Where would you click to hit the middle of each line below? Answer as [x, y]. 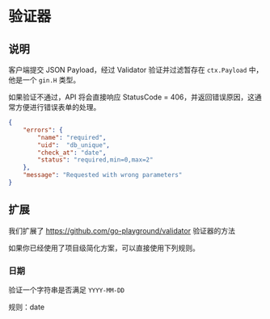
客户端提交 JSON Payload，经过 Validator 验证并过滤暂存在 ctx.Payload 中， [136, 70]
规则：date [27, 307]
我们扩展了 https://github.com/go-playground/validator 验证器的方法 [122, 230]
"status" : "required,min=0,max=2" [95, 160]
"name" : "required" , [72, 137]
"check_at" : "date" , [72, 153]
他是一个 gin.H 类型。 [44, 80]
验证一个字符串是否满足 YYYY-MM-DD [67, 290]
